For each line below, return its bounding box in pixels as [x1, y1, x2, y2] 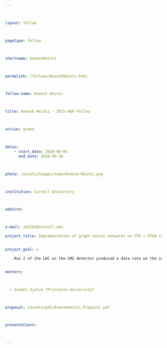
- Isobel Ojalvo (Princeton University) [9, 287, 94, 292]
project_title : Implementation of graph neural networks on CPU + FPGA [5, 234, 157, 239]
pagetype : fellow [5, 38, 41, 43]
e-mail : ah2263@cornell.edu [5, 225, 64, 230]
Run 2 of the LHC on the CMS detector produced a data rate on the [14, 256, 157, 261]
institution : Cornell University [5, 189, 75, 194]
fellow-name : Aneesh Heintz [5, 91, 64, 96]
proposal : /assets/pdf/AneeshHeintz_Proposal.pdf [5, 305, 110, 310]
